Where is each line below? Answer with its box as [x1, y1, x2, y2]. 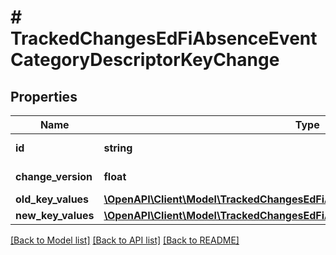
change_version [15, 170, 93, 183]
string [103, 141, 133, 155]
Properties [10, 88, 78, 105]
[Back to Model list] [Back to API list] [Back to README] [10, 234, 240, 246]
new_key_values [15, 209, 95, 222]
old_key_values [15, 192, 90, 206]
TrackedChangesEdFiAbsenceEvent [10, 27, 318, 50]
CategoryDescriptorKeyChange [10, 49, 280, 71]
